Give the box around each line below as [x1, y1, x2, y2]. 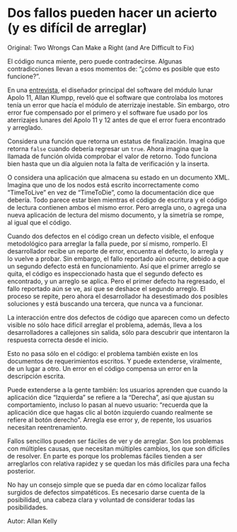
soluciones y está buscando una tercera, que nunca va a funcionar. [7, 299, 204, 308]
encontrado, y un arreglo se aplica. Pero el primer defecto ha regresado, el [7, 277, 225, 285]
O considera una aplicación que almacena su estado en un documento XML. [7, 173, 230, 182]
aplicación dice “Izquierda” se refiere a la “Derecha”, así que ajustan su [7, 393, 214, 401]
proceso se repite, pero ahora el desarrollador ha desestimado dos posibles [7, 292, 229, 300]
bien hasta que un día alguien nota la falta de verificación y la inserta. [7, 159, 210, 167]
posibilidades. [7, 503, 48, 512]
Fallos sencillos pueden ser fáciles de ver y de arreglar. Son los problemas [7, 437, 224, 445]
